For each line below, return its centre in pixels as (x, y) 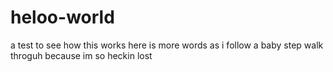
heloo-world (62, 17)
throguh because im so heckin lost (81, 55)
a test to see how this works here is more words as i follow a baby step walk (167, 45)
